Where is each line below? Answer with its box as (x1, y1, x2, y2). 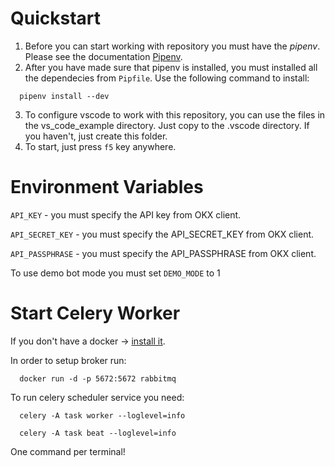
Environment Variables (10, 176, 204, 199)
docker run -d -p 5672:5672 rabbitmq (19, 373, 177, 384)
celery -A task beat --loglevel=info (19, 428, 177, 438)
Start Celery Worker (10, 302, 181, 325)
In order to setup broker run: (10, 354, 127, 366)
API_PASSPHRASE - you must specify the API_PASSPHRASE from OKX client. (10, 247, 317, 259)
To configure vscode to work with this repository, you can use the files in (24, 108, 326, 121)
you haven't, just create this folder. (24, 130, 168, 142)
